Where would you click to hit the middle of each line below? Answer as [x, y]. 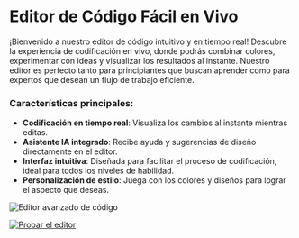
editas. [35, 133]
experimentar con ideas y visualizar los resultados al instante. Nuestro [140, 60]
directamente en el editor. [70, 151]
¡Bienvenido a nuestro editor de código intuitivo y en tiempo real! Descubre [148, 41]
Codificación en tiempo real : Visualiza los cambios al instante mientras [155, 123]
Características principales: [72, 103]
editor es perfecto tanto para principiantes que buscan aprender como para [149, 70]
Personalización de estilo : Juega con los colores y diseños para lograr [154, 180]
